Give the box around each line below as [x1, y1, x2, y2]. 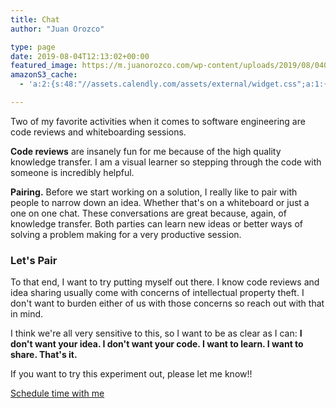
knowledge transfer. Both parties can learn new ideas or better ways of [10, 217, 304, 230]
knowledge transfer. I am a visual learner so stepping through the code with [10, 156, 322, 168]
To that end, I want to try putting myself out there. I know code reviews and [10, 276, 320, 288]
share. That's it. [10, 349, 78, 361]
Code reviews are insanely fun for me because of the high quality [10, 145, 282, 157]
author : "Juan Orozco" [10, 24, 105, 34]
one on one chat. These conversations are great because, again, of [10, 207, 287, 219]
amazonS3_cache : [10, 70, 78, 80]
